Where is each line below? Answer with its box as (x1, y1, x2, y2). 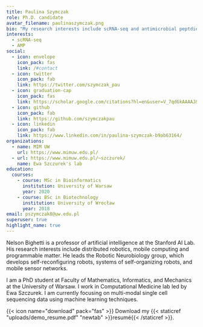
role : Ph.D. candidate (6, 15, 63, 21)
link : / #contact (17, 65, 59, 71)
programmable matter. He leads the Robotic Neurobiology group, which (6, 251, 184, 259)
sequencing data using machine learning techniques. (6, 296, 138, 303)
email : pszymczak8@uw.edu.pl (6, 211, 80, 218)
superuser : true (6, 217, 47, 223)
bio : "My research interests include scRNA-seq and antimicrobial (6, 25, 177, 32)
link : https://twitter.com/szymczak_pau (17, 82, 120, 88)
